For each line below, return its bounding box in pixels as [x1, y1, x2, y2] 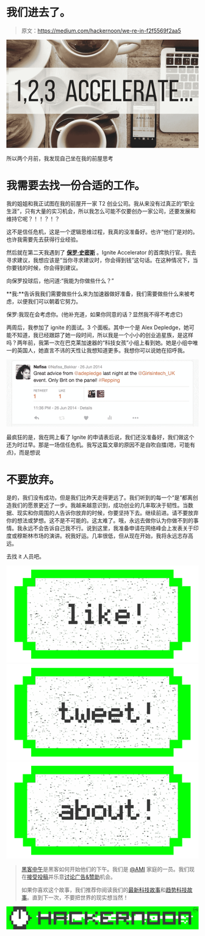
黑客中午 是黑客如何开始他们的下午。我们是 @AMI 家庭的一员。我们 [21, 865, 190, 872]
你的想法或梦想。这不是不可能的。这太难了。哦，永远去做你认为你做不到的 [6, 517, 193, 524]
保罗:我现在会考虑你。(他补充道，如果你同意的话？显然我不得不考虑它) [6, 311, 183, 318]
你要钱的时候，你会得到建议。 [6, 264, 81, 272]
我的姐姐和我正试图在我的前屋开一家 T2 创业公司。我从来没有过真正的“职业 [6, 200, 195, 207]
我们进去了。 [6, 6, 71, 20]
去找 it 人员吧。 [6, 553, 45, 560]
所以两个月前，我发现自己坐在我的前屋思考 [6, 155, 113, 162]
